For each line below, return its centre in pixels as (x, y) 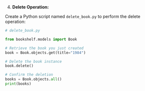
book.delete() (19, 66)
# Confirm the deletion (29, 75)
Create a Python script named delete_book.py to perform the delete (73, 16)
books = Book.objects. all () (34, 79)
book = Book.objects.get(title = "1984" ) (45, 53)
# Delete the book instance (34, 61)
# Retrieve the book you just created (44, 48)
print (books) (18, 84)
